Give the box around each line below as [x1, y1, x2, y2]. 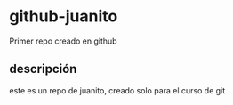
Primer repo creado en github [9, 36, 117, 46]
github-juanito [9, 6, 118, 27]
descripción [9, 61, 77, 77]
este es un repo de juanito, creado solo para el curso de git [9, 85, 226, 95]
